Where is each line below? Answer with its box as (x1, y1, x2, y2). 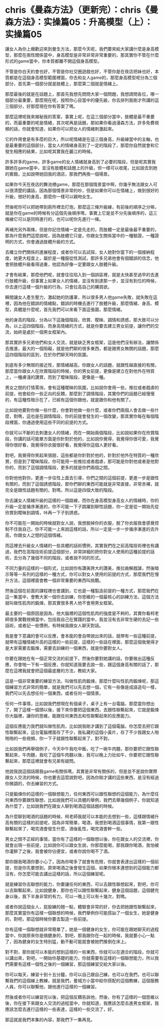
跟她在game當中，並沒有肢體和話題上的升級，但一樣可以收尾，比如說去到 (5, 164, 153, 171)
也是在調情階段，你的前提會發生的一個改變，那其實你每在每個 (30, 413, 155, 419)
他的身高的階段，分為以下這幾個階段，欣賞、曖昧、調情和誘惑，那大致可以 (5, 317, 155, 323)
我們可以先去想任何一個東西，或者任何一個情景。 (5, 690, 103, 696)
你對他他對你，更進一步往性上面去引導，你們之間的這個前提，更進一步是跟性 (5, 474, 159, 481)
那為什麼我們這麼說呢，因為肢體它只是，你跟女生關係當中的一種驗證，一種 (5, 232, 155, 238)
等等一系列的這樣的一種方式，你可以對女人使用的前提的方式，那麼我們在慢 (9, 571, 159, 577)
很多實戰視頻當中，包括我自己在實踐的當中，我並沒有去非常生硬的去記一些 (9, 616, 159, 622)
